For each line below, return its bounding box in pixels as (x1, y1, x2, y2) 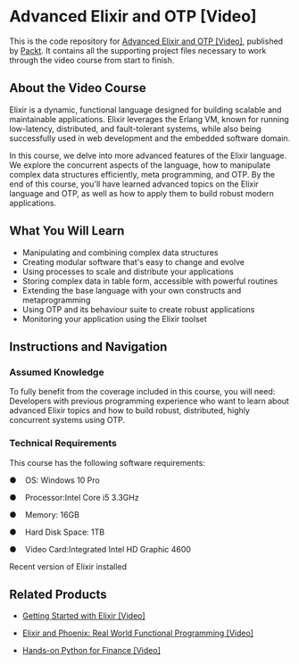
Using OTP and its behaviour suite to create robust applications (21, 303, 255, 314)
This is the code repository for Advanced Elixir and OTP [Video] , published (9, 36, 284, 46)
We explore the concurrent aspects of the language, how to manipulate (9, 159, 270, 170)
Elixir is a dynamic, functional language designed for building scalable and (9, 104, 282, 115)
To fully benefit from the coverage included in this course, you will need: (9, 386, 276, 397)
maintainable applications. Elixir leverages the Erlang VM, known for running (9, 113, 290, 124)
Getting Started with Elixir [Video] (21, 610, 145, 621)
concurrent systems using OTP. (9, 415, 125, 426)
